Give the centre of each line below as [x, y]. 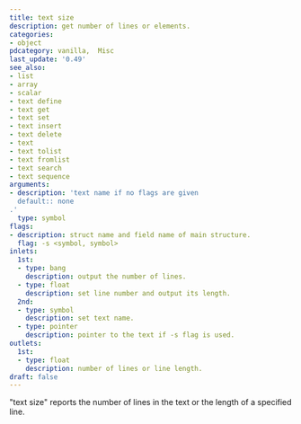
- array [24, 84]
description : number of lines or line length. [114, 368]
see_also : [28, 68]
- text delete [36, 135]
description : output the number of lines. [106, 277]
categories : [31, 34]
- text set [30, 118]
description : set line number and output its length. [128, 293]
